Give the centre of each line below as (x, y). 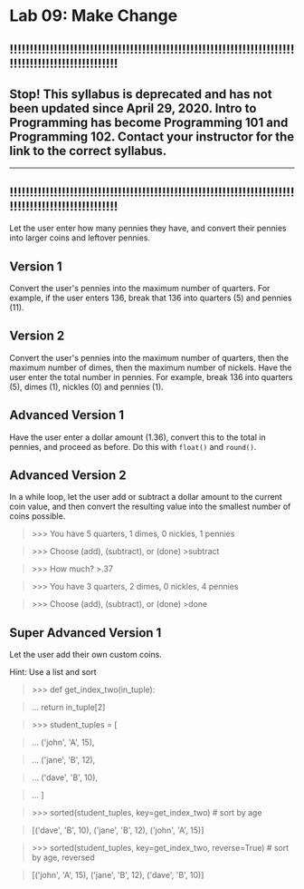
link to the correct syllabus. (88, 151)
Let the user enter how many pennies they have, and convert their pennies (148, 229)
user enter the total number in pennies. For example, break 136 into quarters (151, 376)
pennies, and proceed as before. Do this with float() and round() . (133, 446)
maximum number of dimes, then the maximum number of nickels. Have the (151, 367)
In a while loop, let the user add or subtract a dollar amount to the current (146, 497)
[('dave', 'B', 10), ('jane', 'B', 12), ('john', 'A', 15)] (118, 830)
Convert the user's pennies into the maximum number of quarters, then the (149, 357)
